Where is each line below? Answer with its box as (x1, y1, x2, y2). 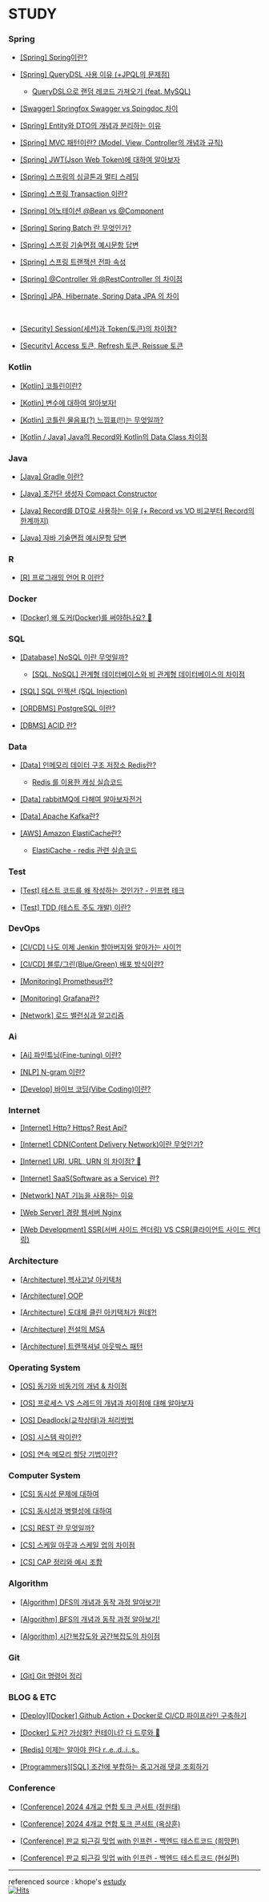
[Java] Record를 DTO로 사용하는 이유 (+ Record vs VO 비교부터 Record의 (19, 506, 255, 516)
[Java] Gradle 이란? (19, 472, 84, 482)
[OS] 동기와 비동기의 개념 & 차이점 (19, 1381, 127, 1391)
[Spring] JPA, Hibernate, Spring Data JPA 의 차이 (19, 291, 180, 301)
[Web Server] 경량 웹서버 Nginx (19, 1208, 122, 1217)
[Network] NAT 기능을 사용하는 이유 (19, 1191, 134, 1201)
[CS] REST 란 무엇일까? (19, 1523, 94, 1533)
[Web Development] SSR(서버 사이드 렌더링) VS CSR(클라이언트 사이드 (19, 1225, 247, 1234)
